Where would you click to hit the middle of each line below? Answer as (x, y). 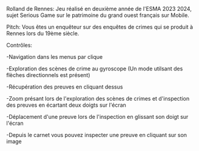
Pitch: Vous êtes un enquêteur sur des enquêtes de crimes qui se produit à (99, 27)
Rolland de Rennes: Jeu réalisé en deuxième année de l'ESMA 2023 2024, (99, 9)
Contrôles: (19, 45)
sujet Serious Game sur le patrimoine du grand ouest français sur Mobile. (98, 15)
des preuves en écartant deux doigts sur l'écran (66, 105)
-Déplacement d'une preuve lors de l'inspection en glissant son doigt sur (97, 117)
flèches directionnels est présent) (48, 75)
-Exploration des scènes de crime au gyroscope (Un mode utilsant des (95, 69)
